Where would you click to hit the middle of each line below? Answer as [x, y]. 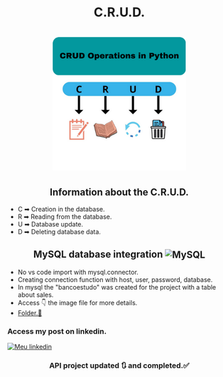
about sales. [36, 295]
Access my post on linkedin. [57, 331]
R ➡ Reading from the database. [65, 217]
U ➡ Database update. [50, 224]
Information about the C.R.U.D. [119, 192]
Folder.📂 [30, 312]
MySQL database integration [98, 254]
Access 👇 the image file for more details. [77, 302]
